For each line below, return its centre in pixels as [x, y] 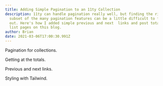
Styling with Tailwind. [26, 78]
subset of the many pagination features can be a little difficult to [82, 18]
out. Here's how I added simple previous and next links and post [79, 23]
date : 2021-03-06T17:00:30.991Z [38, 37]
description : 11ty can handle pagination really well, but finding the [79, 14]
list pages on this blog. [36, 28]
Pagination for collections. [31, 50]
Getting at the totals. [25, 59]
